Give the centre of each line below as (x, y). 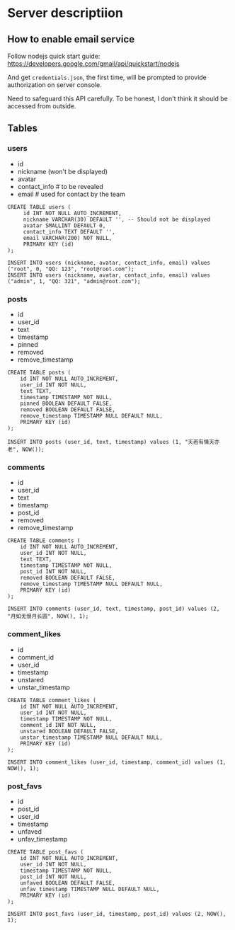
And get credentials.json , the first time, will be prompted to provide (107, 77)
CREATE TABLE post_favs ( (45, 852)
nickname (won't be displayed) (63, 171)
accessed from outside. (42, 106)
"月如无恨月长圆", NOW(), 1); (48, 616)
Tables (22, 128)
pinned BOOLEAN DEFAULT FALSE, (66, 403)
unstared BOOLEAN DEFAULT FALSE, (69, 731)
